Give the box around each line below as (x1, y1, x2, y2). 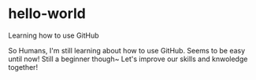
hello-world (8, 5, 87, 23)
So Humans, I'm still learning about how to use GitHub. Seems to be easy (8, 45, 246, 55)
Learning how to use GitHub (8, 31, 100, 40)
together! (8, 62, 38, 71)
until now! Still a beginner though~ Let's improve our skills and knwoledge (8, 54, 248, 64)
